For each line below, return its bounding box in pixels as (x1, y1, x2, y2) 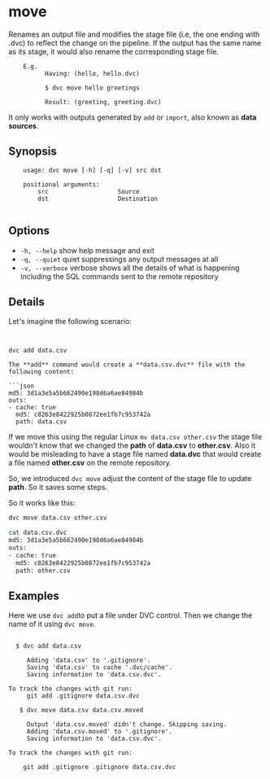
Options (8, 224, 50, 238)
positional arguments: (23, 180, 100, 189)
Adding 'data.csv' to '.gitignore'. (26, 656, 151, 665)
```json (8, 382, 35, 391)
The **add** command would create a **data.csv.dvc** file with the (8, 361, 246, 369)
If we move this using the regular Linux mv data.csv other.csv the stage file (8, 432, 263, 442)
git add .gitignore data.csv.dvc (26, 692, 140, 700)
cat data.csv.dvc (8, 528, 67, 537)
